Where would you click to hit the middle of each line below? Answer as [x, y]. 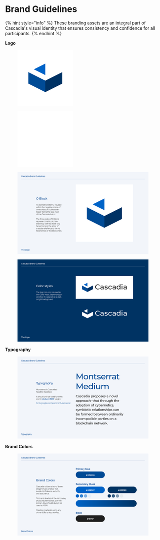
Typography [18, 349]
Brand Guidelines [41, 9]
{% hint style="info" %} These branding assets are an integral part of [76, 23]
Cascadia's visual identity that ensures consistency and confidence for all [80, 28]
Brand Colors [19, 446]
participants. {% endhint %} [33, 33]
